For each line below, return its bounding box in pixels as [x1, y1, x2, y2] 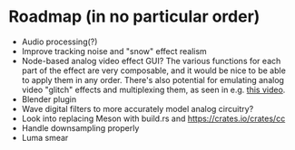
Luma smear [21, 132, 69, 143]
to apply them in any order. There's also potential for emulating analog [21, 74, 285, 85]
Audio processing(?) [21, 36, 98, 47]
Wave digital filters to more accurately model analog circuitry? [21, 103, 254, 114]
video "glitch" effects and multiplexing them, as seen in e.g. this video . [21, 84, 286, 95]
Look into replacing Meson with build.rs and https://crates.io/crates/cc [21, 113, 286, 124]
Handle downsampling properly [21, 122, 140, 133]
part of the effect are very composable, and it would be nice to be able [21, 65, 287, 76]
